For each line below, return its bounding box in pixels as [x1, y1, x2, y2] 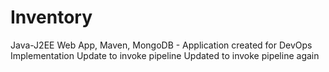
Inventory [10, 6, 93, 29]
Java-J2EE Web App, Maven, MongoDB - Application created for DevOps [10, 39, 313, 51]
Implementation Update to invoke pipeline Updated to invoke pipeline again [10, 49, 320, 61]
